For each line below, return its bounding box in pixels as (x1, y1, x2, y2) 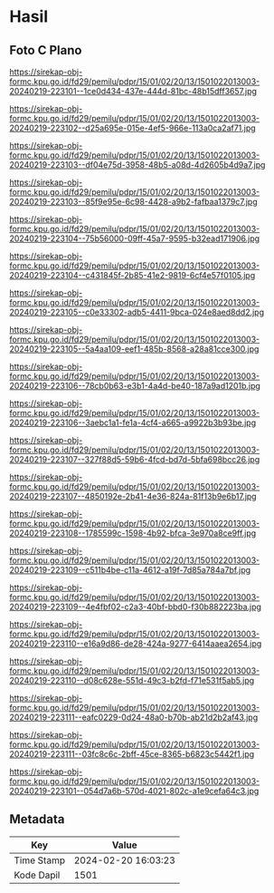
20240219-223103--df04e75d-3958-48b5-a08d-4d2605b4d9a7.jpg (9, 160, 266, 170)
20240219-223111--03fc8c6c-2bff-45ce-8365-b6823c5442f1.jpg (9, 749, 255, 759)
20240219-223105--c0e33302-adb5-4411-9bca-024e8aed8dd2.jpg (9, 306, 265, 317)
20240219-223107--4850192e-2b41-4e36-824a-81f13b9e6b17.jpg (9, 491, 257, 501)
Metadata (9, 811, 65, 827)
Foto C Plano (9, 43, 82, 58)
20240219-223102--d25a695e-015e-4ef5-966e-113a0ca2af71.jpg (9, 122, 256, 133)
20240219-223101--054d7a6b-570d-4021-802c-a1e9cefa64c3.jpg (9, 786, 260, 796)
